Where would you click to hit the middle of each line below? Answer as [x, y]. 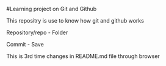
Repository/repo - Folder [37, 32]
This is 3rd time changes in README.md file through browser [83, 56]
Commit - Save [25, 44]
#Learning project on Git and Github [52, 9]
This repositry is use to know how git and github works [75, 20]
